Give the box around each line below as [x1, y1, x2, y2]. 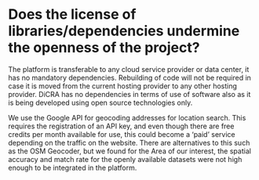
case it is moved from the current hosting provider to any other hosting [8, 81, 238, 91]
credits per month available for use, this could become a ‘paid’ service [8, 129, 235, 139]
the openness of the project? [8, 39, 200, 56]
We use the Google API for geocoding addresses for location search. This [8, 113, 246, 122]
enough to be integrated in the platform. [8, 163, 137, 172]
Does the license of [8, 5, 137, 23]
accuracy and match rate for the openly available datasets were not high [8, 154, 243, 164]
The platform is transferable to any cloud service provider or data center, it [8, 64, 250, 74]
